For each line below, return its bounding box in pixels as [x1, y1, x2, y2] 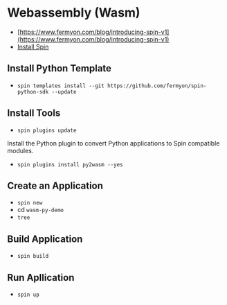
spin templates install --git [17, 82, 105, 89]
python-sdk [17, 88, 49, 95]
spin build [17, 253, 49, 260]
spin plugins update [17, 127, 77, 134]
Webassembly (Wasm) [7, 5, 140, 21]
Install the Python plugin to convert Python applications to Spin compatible [7, 139, 220, 147]
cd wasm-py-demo [17, 206, 64, 214]
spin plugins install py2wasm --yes [17, 161, 123, 168]
